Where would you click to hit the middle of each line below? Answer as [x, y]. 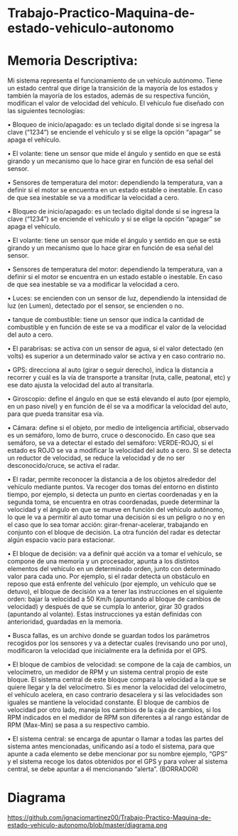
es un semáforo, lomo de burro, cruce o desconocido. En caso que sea [111, 435]
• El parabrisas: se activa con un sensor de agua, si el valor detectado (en [115, 349]
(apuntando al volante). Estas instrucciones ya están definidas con [105, 615]
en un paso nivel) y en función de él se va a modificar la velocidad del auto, [118, 407]
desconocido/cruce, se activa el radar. [64, 466]
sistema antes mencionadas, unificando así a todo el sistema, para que [111, 746]
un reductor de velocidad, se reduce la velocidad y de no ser [96, 458]
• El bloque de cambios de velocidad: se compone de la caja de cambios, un [119, 664]
